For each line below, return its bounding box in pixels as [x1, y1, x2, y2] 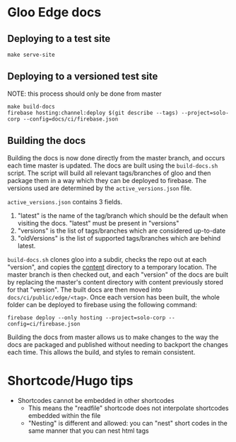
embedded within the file [28, 411, 101, 419]
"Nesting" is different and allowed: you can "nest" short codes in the [28, 419, 228, 427]
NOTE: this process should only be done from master [7, 89, 163, 98]
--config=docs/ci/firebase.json [23, 115, 119, 123]
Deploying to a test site [7, 33, 111, 45]
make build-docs [7, 103, 55, 110]
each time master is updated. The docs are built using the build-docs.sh [7, 161, 218, 170]
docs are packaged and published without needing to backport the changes [7, 340, 228, 348]
